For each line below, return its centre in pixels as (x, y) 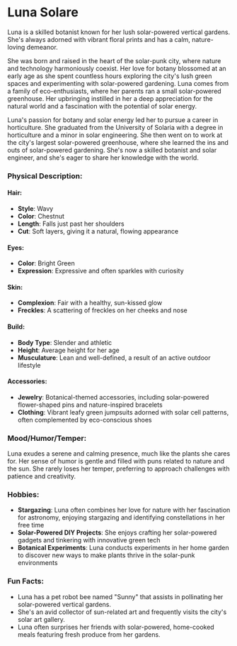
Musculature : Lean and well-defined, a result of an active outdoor (114, 357)
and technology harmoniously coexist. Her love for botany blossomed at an (117, 68)
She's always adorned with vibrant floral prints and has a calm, (99, 39)
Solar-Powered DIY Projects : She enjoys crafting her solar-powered (117, 532)
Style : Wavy (35, 209)
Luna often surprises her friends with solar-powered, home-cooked (116, 627)
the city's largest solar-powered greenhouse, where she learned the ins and (118, 142)
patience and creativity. (42, 476)
